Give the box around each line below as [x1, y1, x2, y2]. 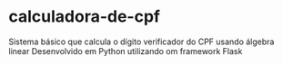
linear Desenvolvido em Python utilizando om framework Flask [8, 45, 243, 56]
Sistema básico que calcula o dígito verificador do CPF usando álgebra [8, 36, 275, 47]
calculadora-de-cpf [8, 6, 161, 27]
